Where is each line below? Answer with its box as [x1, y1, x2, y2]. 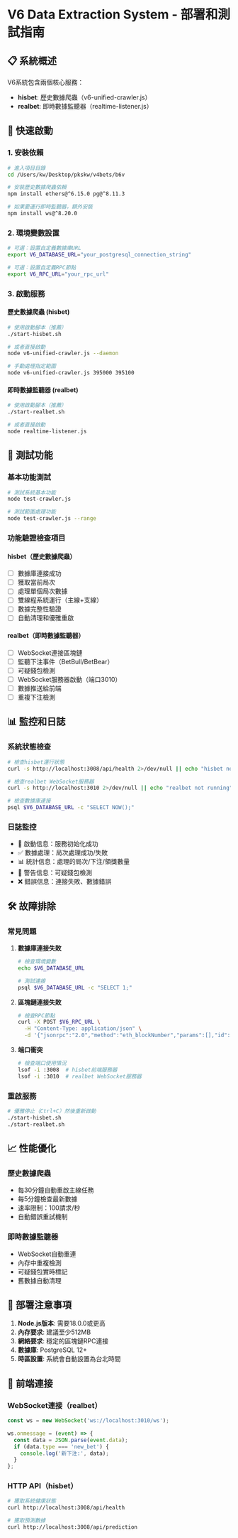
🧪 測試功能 [7, 449, 53, 462]
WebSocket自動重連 [17, 1250, 76, 1258]
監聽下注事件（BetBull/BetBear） [17, 657, 114, 666]
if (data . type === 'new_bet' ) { [13, 1443, 110, 1450]
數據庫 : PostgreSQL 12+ [17, 1345, 87, 1354]
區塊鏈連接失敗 [17, 997, 62, 1006]
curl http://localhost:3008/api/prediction [7, 1524, 138, 1531]
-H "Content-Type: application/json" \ [24, 1025, 142, 1032]
